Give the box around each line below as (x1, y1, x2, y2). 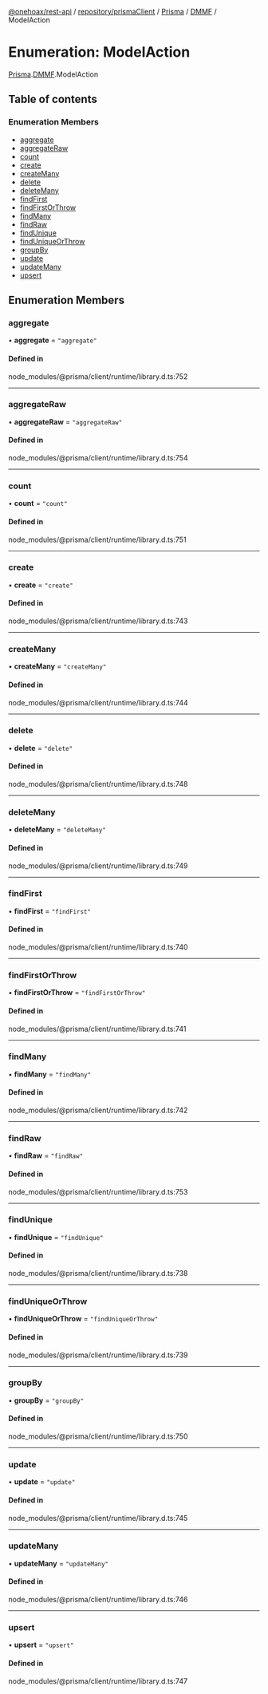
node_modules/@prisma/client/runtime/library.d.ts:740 (8, 942, 189, 952)
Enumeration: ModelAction (8, 43, 191, 61)
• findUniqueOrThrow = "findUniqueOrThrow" (8, 1314, 159, 1324)
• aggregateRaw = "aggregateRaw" (8, 417, 123, 426)
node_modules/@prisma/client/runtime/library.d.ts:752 (8, 371, 188, 381)
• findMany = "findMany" (8, 1069, 92, 1079)
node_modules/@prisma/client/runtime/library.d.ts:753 (8, 1187, 188, 1196)
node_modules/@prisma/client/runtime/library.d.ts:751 (8, 535, 187, 544)
